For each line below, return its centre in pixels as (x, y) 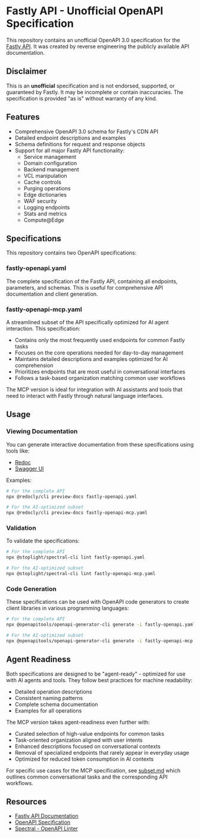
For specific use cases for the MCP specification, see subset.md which (93, 770)
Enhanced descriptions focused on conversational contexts (87, 746)
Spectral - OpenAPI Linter (46, 828)
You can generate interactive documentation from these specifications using (100, 444)
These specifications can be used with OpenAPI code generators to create (98, 602)
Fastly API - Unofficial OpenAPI (85, 11)
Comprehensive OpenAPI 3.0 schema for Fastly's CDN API (87, 131)
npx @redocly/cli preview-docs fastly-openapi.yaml (71, 497)
